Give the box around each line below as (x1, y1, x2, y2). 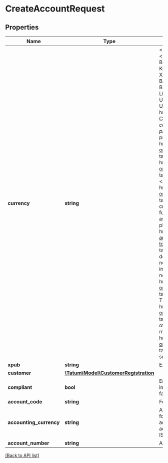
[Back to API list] (5, 452, 39, 458)
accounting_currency (7, 419, 60, 426)
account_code (7, 398, 42, 405)
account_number (7, 439, 49, 446)
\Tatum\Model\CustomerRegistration (64, 369, 154, 376)
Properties (5, 23, 39, 32)
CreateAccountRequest (5, 3, 105, 15)
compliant (7, 384, 32, 391)
